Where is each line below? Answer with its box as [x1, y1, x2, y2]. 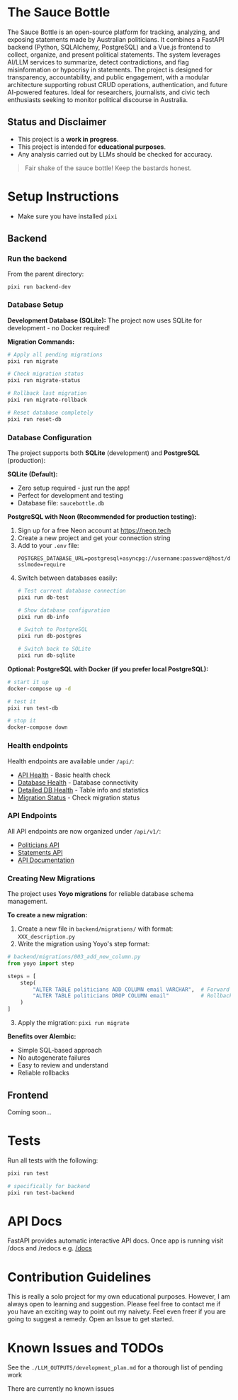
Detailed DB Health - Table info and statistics [17, 785, 149, 794]
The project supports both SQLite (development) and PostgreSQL [7, 448, 200, 457]
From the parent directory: [7, 270, 84, 279]
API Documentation [17, 856, 74, 864]
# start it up [7, 678, 50, 685]
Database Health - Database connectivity [17, 778, 139, 787]
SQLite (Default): [7, 469, 58, 478]
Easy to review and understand [17, 1061, 108, 1070]
